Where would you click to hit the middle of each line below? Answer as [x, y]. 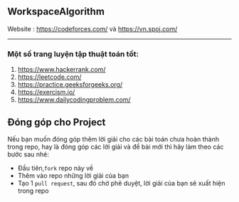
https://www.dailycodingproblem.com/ [74, 100]
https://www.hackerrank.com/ [62, 70]
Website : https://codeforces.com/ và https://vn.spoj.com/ [92, 28]
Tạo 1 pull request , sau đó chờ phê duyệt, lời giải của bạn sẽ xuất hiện [121, 183]
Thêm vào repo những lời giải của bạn [73, 175]
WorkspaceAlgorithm [56, 12]
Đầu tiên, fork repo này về [55, 168]
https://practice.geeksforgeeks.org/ [70, 85]
